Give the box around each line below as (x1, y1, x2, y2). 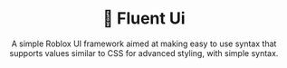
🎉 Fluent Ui (102, 8, 186, 29)
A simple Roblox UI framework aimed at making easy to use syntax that (11, 38, 277, 49)
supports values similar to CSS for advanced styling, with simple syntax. (9, 47, 279, 58)
